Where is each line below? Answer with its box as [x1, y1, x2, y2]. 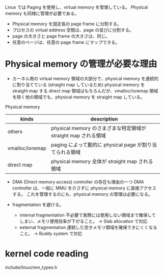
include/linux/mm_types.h [5, 264, 57, 270]
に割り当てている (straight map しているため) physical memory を [12, 82, 145, 88]
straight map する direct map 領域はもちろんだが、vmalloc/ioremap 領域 [12, 88, 159, 93]
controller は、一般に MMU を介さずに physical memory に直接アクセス [12, 185, 157, 191]
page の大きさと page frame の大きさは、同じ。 [12, 33, 110, 39]
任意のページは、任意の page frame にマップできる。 [12, 39, 120, 45]
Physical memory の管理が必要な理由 [5, 59, 157, 70]
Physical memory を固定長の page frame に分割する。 [12, 21, 122, 27]
